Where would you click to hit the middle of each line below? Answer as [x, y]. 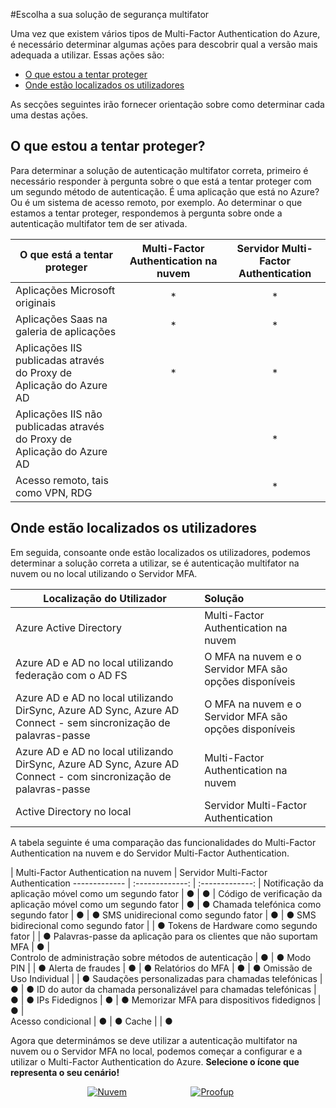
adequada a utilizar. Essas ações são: [87, 55]
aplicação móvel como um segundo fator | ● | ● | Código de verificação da [166, 893]
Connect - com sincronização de [93, 776]
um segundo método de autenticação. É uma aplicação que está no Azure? [165, 191]
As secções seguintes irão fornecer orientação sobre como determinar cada [167, 104]
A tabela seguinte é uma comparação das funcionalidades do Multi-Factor [163, 842]
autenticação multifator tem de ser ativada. [99, 223]
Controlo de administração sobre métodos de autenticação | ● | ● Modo [161, 957]
